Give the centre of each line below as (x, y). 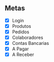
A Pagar (20, 49)
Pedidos (21, 32)
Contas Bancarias (30, 43)
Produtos (21, 26)
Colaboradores (28, 38)
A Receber (23, 54)
